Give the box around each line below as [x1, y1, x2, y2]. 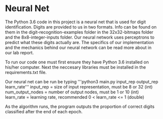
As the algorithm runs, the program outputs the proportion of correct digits [5, 104, 155, 109]
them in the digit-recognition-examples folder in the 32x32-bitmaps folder [5, 29, 154, 35]
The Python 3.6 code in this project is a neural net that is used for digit [5, 19, 146, 25]
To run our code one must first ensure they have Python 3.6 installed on [5, 59, 149, 65]
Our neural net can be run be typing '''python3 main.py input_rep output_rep [5, 78, 159, 85]
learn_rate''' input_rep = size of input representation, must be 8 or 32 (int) [5, 84, 153, 89]
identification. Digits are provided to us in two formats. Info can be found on [5, 24, 157, 30]
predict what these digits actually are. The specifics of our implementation [5, 39, 154, 45]
